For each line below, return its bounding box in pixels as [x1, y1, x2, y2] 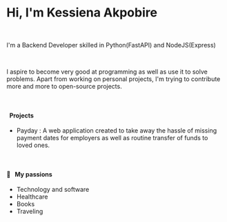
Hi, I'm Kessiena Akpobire [6, 5, 158, 21]
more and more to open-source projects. [6, 82, 122, 90]
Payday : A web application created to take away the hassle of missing [16, 126, 217, 135]
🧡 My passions [6, 170, 52, 178]
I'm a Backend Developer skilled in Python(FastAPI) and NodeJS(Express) [6, 41, 217, 49]
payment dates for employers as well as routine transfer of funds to [16, 134, 208, 142]
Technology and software [16, 186, 90, 194]
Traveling [16, 208, 43, 216]
